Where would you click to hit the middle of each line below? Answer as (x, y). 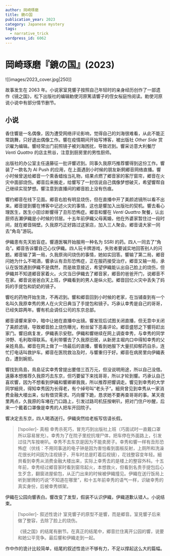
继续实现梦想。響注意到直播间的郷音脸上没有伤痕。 (63, 188)
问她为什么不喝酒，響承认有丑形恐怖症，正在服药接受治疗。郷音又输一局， (83, 261)
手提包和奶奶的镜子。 (36, 286)
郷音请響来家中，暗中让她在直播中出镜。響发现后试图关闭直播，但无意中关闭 (85, 320)
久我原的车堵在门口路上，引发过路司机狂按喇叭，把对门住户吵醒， (91, 401)
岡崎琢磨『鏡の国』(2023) (60, 65)
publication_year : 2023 (30, 19)
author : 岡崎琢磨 (22, 10)
